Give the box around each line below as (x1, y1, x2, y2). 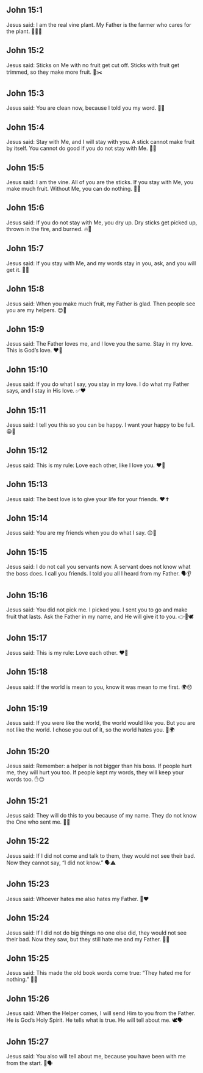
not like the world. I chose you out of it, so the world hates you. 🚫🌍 (6, 726, 175, 733)
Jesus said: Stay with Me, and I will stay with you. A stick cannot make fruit (6, 138, 195, 146)
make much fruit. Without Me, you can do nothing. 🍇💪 (6, 185, 141, 193)
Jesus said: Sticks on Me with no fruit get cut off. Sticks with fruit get (6, 61, 180, 69)
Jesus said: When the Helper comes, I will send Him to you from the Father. (6, 1010, 196, 1017)
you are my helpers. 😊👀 (6, 306, 67, 313)
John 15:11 (6, 405, 46, 415)
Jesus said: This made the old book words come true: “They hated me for (6, 969, 191, 977)
